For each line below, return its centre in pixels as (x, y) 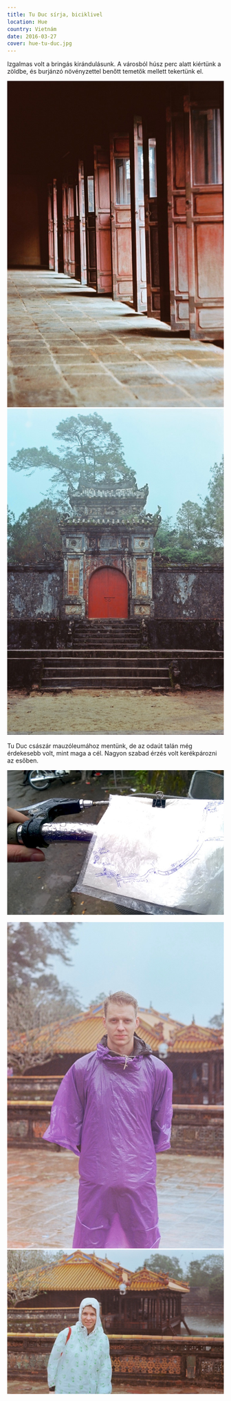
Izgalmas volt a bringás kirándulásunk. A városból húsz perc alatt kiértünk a (114, 64)
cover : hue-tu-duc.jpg (40, 44)
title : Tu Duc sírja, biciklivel (55, 14)
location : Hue (27, 22)
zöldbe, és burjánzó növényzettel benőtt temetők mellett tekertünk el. (106, 72)
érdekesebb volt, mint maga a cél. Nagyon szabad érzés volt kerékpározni (112, 753)
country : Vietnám (32, 29)
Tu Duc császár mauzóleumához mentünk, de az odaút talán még (100, 746)
